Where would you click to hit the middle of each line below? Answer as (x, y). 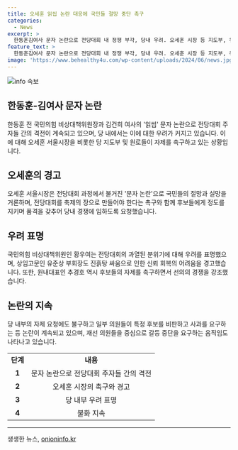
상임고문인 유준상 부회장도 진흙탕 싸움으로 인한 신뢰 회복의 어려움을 (109, 263)
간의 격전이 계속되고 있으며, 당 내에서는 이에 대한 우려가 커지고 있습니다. (119, 133)
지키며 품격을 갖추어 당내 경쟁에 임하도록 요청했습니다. (82, 212)
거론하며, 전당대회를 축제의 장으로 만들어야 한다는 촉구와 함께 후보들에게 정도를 (116, 202)
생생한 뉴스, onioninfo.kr (42, 439)
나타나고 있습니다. (32, 342)
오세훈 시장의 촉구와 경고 (91, 386)
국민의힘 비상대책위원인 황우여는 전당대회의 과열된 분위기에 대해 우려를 (105, 254)
